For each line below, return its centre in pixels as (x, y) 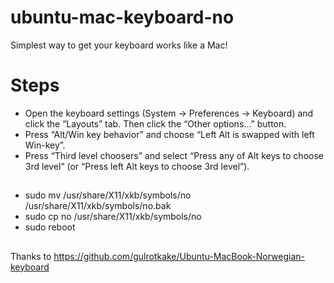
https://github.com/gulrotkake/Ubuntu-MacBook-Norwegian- (179, 256)
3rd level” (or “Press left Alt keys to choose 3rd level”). (137, 166)
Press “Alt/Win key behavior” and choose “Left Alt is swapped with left (169, 134)
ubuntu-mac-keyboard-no (122, 17)
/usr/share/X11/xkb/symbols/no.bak (98, 206)
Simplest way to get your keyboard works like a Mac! (119, 45)
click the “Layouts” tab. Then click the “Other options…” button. (155, 123)
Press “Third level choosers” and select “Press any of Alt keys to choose (174, 155)
